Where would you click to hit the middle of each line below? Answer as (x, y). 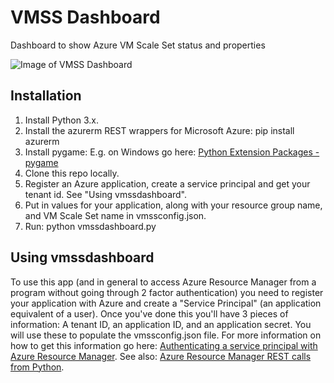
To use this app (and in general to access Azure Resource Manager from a (163, 282)
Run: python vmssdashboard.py (90, 226)
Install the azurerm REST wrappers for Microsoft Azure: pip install (159, 130)
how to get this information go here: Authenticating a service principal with (164, 345)
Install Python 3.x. (61, 120)
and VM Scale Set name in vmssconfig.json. (115, 215)
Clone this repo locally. (72, 173)
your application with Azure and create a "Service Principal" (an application (166, 303)
